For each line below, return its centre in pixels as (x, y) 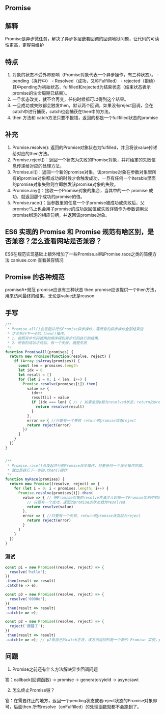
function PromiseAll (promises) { (39, 352)
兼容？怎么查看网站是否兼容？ (57, 241)
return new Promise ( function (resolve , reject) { (60, 357)
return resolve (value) (50, 507)
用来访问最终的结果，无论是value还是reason (50, 296)
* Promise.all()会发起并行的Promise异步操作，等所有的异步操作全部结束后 (75, 329)
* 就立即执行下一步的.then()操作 (37, 470)
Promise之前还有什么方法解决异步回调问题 (55, 669)
